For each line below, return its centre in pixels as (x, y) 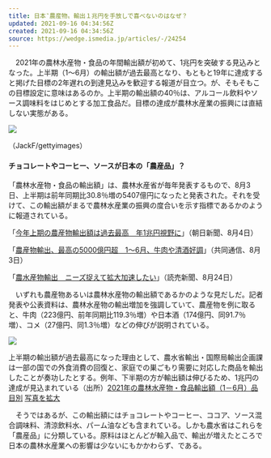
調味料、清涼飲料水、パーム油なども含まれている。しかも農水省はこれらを (139, 426)
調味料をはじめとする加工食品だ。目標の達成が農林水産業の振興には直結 (142, 103)
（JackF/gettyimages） (48, 146)
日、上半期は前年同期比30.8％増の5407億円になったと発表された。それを (131, 195)
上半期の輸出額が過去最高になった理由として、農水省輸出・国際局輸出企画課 (135, 357)
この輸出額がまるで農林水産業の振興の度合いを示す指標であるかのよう (146, 205)
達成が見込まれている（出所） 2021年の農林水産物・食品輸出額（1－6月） (130, 388)
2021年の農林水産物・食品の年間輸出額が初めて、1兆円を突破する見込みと (138, 62)
